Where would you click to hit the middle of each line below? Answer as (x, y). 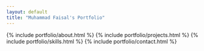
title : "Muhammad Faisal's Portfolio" (56, 18)
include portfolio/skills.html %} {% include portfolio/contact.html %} (92, 41)
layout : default (27, 12)
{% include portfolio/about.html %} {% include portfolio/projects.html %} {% (102, 35)
